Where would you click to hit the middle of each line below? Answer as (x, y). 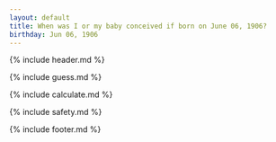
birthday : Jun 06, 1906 (54, 34)
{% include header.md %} (57, 60)
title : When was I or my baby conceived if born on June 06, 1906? (138, 26)
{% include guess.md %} (55, 77)
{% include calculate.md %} (61, 94)
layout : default (40, 18)
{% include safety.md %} (56, 112)
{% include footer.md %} (55, 129)
